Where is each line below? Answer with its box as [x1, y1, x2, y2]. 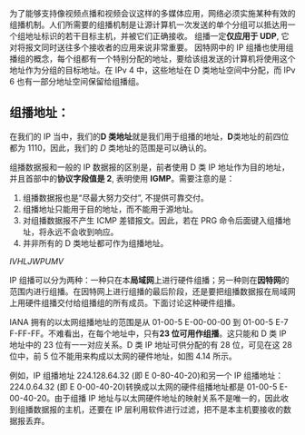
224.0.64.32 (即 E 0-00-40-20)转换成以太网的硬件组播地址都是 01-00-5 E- [9, 381, 289, 392]
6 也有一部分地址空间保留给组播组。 [9, 76, 144, 86]
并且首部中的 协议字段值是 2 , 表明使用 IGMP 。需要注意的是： [9, 173, 235, 183]
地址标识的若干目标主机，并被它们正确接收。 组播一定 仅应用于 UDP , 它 [25, 31, 290, 41]
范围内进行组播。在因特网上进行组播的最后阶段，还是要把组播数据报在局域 [9, 285, 288, 297]
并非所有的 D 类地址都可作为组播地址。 [22, 237, 169, 248]
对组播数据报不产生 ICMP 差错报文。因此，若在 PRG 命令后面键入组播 [22, 214, 283, 225]
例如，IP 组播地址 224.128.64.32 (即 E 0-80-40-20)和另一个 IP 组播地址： [9, 370, 284, 381]
